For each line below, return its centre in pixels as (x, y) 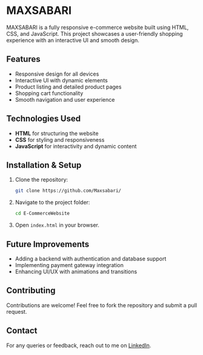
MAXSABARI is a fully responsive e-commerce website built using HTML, (98, 27)
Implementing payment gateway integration (69, 265)
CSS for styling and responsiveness (60, 139)
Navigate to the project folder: (52, 202)
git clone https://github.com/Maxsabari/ (68, 191)
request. (17, 311)
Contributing (31, 290)
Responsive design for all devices (57, 74)
